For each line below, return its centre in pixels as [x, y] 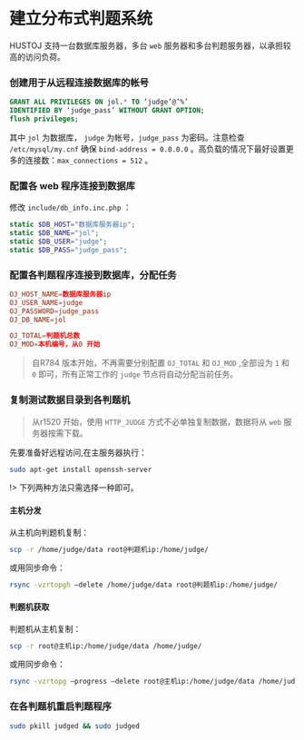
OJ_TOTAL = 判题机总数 [44, 336]
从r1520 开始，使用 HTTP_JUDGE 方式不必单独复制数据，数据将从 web [157, 421]
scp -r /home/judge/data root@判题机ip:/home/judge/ [109, 549]
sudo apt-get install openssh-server [81, 469]
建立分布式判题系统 [81, 19]
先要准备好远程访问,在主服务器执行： [78, 452]
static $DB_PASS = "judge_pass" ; [69, 250]
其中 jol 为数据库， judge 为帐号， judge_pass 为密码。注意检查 [127, 137]
